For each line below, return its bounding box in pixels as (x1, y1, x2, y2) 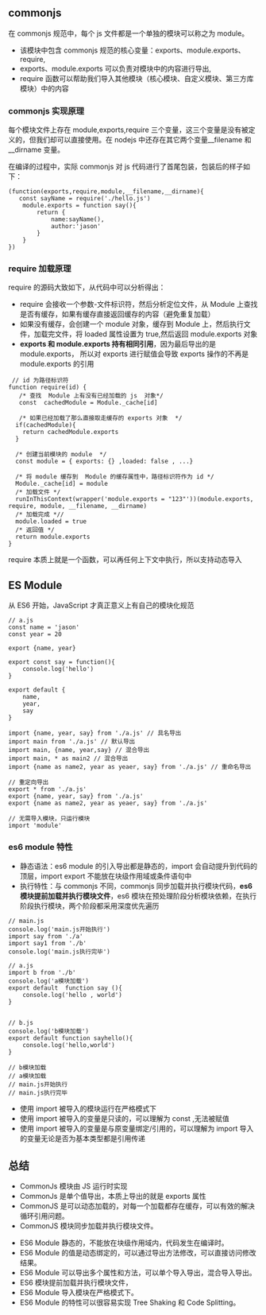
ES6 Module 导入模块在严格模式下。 (19, 1288, 139, 1298)
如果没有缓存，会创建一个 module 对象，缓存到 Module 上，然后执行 (19, 320, 245, 329)
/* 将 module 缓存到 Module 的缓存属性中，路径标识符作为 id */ (15, 473, 214, 481)
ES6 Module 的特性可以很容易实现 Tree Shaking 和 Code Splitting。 (19, 1298, 241, 1307)
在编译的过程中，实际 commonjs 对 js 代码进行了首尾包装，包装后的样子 (8, 162, 244, 172)
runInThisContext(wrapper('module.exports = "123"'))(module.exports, (15, 495, 254, 503)
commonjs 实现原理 (8, 105, 85, 116)
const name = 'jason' (8, 623, 80, 631)
